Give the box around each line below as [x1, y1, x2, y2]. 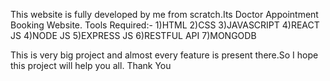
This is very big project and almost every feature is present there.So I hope [10, 49, 319, 61]
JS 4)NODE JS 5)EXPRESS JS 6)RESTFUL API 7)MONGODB [10, 30, 257, 41]
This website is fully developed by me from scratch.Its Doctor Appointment [10, 9, 319, 20]
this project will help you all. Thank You [10, 60, 172, 71]
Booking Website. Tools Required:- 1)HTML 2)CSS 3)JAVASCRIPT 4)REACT [10, 19, 320, 31]
